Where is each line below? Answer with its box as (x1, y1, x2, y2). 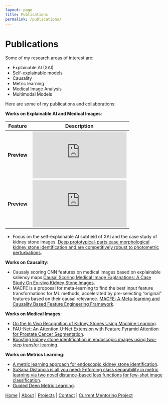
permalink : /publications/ (5, 17, 62, 22)
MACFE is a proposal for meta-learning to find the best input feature (12, 285, 153, 291)
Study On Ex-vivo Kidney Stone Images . (12, 280, 95, 286)
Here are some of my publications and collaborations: (5, 101, 116, 107)
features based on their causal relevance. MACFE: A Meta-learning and (12, 296, 160, 302)
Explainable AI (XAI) (12, 65, 54, 71)
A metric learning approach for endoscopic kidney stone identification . (12, 361, 159, 367)
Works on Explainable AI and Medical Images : (5, 111, 102, 117)
